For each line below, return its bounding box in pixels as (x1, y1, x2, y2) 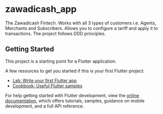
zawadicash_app (5, 3, 77, 15)
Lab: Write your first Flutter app (12, 77, 77, 83)
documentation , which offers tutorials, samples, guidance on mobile (5, 98, 145, 104)
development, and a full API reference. (5, 103, 84, 109)
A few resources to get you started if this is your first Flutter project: (5, 68, 145, 74)
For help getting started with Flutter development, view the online (5, 92, 140, 98)
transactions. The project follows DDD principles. (5, 30, 106, 36)
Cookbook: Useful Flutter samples (12, 83, 83, 89)
